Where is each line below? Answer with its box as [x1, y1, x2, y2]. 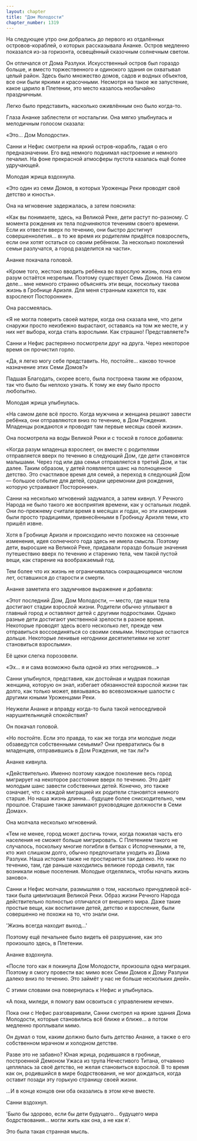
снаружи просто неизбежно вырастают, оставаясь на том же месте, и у [6, 322, 188, 329]
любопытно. [6, 387, 37, 395]
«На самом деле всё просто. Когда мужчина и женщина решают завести [6, 410, 191, 417]
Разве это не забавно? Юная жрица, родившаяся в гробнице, [6, 1051, 161, 1058]
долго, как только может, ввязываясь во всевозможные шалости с [6, 688, 175, 695]
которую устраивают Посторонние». [6, 484, 99, 491]
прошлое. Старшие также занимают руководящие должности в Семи [6, 801, 182, 808]
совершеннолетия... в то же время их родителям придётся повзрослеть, [6, 232, 190, 239]
